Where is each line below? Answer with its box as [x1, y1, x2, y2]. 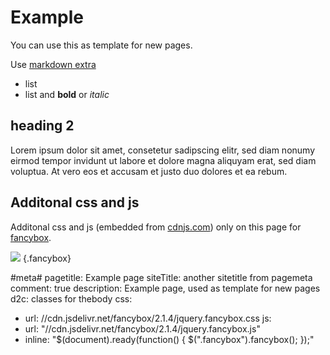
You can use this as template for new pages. [10, 39, 193, 51]
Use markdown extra [10, 58, 97, 70]
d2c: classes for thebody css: [10, 292, 133, 305]
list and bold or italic [24, 88, 110, 100]
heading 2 [10, 117, 75, 135]
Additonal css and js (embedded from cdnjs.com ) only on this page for [10, 221, 302, 233]
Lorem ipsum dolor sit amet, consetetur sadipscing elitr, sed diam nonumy [10, 144, 316, 156]
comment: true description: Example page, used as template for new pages [10, 282, 321, 294]
